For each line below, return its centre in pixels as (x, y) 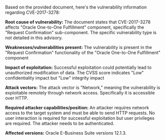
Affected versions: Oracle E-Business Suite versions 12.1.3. (66, 133)
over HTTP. (17, 98)
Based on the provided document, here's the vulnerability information (76, 7)
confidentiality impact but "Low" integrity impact (55, 78)
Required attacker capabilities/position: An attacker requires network (77, 108)
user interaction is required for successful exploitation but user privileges (80, 118)
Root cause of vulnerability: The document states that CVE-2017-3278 (78, 22)
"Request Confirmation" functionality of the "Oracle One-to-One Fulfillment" (83, 52)
